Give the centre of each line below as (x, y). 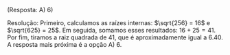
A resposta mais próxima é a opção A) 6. (65, 44)
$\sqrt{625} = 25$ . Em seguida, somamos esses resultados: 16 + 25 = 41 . (112, 30)
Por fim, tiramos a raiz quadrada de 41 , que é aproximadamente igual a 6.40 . (115, 37)
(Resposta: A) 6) (30, 10)
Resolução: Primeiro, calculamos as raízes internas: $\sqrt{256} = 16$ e (109, 23)
